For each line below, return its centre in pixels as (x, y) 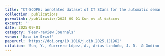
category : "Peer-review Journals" (41, 32)
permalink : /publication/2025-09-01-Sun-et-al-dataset (62, 19)
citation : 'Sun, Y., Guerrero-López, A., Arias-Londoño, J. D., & (74, 46)
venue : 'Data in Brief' (29, 37)
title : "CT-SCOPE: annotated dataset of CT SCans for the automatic (77, 9)
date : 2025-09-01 (23, 28)
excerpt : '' (17, 23)
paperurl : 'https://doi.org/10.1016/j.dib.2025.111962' (63, 41)
